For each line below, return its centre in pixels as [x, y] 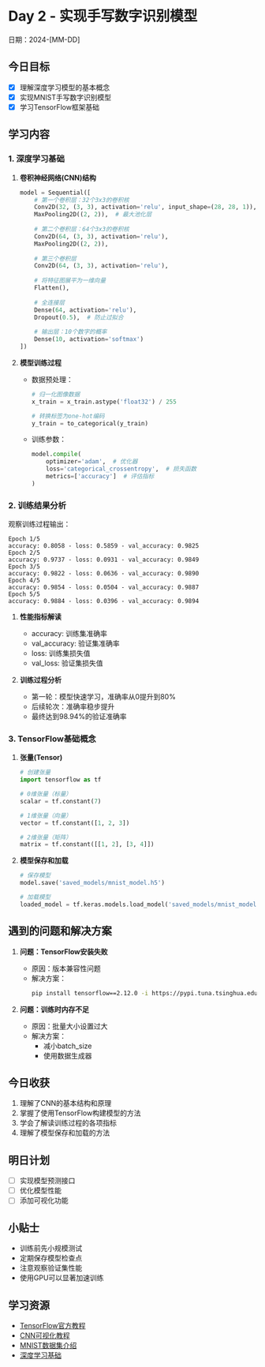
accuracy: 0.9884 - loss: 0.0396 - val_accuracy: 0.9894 [104, 601]
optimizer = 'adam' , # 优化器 [92, 462]
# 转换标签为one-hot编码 [68, 416]
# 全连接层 [50, 302]
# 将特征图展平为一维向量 [70, 281]
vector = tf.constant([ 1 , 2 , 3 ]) [75, 823]
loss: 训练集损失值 [61, 654]
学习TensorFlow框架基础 [60, 107]
